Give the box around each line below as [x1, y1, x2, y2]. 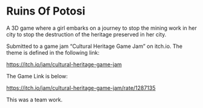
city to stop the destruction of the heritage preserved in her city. [6, 30, 167, 38]
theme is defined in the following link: [6, 49, 100, 56]
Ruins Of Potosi [6, 4, 86, 18]
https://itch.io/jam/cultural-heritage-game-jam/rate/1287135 [6, 84, 156, 92]
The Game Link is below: [6, 72, 68, 79]
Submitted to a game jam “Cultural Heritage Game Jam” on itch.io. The [6, 42, 183, 50]
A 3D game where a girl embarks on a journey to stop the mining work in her [6, 24, 197, 32]
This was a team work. [6, 96, 63, 103]
